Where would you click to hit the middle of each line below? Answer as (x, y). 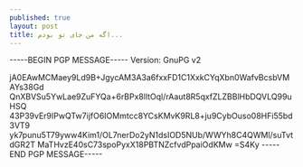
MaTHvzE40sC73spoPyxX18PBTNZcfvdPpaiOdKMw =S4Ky (148, 144)
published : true (40, 18)
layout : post (34, 26)
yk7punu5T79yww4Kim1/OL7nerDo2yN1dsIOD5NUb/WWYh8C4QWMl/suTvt (151, 135)
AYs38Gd (27, 88)
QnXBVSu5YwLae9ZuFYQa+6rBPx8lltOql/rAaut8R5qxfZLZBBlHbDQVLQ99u (151, 97)
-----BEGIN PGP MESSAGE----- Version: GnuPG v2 (105, 60)
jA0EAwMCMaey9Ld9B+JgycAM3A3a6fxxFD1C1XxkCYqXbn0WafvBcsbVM (150, 78)
